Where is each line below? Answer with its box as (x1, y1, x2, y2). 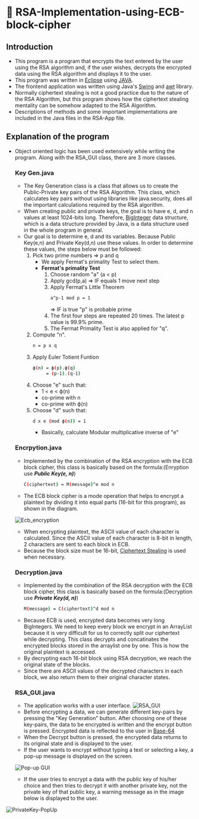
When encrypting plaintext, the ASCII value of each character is (23, 528, 179, 535)
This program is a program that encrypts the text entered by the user (14, 58, 184, 64)
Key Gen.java (14, 169, 55, 177)
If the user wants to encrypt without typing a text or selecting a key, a (23, 746, 194, 753)
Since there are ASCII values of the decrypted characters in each (23, 667, 183, 674)
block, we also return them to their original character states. (23, 673, 170, 681)
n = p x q (32, 342, 57, 348)
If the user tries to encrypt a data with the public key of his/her (23, 776, 177, 783)
